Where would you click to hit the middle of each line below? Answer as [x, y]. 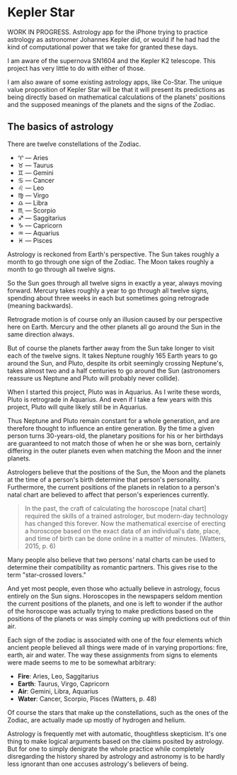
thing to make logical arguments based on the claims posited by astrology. [116, 741]
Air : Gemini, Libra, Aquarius [58, 691]
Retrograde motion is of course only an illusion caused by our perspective [115, 319]
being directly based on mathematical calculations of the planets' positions [117, 97]
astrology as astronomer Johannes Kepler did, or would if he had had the [114, 39]
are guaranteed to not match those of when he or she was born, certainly [114, 443]
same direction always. [41, 334]
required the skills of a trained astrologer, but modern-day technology [126, 516]
